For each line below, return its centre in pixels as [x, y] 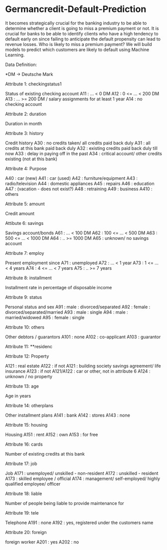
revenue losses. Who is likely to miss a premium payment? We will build [79, 44]
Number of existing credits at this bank [45, 454]
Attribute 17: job [21, 464]
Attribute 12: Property [27, 356]
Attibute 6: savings [24, 223]
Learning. [15, 55]
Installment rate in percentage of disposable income [59, 287]
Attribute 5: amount [25, 204]
